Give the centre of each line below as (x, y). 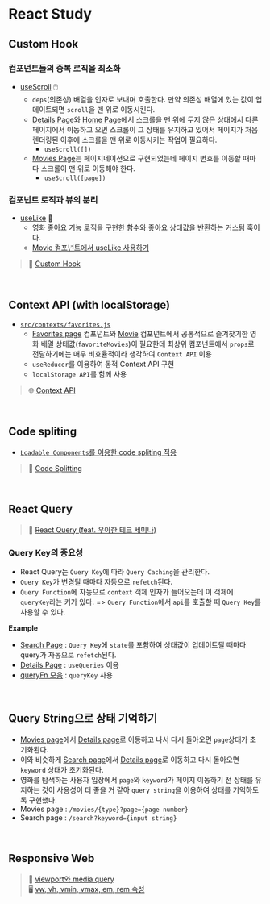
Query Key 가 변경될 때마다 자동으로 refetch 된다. (96, 581)
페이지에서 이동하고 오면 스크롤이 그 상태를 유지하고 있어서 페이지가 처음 (145, 129)
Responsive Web (52, 858)
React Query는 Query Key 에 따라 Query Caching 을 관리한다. (115, 571)
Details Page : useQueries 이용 (69, 664)
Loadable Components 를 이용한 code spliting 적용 (98, 452)
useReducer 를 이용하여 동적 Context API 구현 (103, 364)
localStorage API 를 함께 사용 (79, 374)
